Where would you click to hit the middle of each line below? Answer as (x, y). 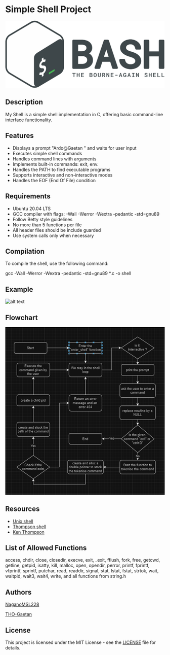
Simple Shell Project (48, 9)
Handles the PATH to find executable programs (61, 169)
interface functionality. (29, 120)
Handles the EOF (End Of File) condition (54, 180)
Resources (23, 509)
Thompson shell (29, 527)
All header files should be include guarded (57, 230)
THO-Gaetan (18, 614)
